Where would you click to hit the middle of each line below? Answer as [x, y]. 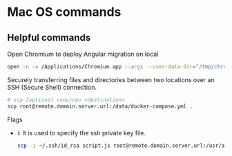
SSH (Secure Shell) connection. [52, 87]
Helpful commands [49, 38]
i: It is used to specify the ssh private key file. [81, 133]
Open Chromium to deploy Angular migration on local [83, 54]
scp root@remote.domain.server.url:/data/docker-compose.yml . [100, 106]
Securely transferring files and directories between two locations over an [111, 79]
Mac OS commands [64, 12]
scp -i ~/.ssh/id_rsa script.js [64, 146]
